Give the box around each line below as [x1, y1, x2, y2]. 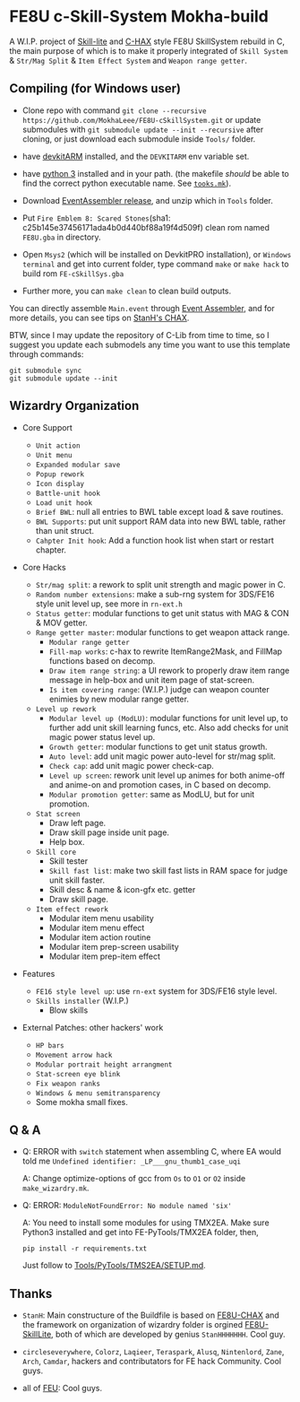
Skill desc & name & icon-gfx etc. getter [48, 884, 196, 894]
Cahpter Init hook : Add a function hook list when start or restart [35, 535, 275, 545]
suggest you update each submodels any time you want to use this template [9, 339, 291, 350]
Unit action [35, 441, 81, 450]
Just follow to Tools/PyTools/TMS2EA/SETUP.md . [21, 1260, 206, 1271]
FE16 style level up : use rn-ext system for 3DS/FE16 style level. [35, 985, 278, 997]
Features [21, 968, 56, 979]
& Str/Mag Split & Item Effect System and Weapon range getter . [9, 55, 248, 65]
